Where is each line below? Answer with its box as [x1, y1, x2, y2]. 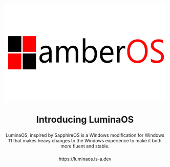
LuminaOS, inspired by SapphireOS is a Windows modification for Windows [6, 132, 164, 138]
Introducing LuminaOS [36, 114, 134, 125]
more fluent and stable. [60, 143, 110, 150]
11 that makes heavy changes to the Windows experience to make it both [8, 138, 162, 144]
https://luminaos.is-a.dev [58, 156, 112, 162]
